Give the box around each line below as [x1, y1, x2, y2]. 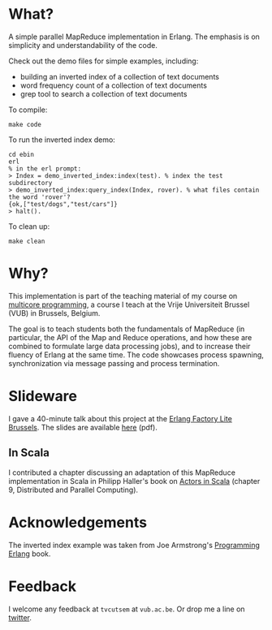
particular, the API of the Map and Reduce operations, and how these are [8, 332, 253, 342]
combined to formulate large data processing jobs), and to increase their [8, 341, 251, 351]
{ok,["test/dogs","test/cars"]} [8, 200, 118, 208]
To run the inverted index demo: [8, 135, 115, 145]
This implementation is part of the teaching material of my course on [8, 291, 238, 300]
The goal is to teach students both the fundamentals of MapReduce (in [8, 324, 245, 334]
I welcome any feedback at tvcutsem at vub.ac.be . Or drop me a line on [8, 604, 245, 614]
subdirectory [8, 179, 53, 187]
